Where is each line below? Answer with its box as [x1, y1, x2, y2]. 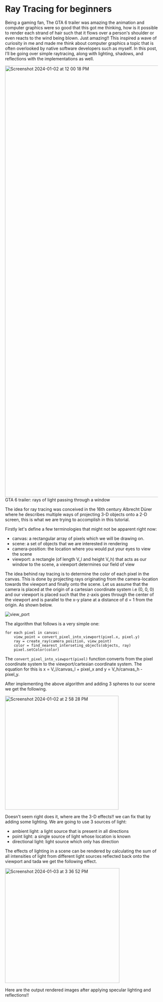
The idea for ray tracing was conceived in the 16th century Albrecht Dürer [5, 506, 152, 512]
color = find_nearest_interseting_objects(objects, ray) [14, 643, 131, 648]
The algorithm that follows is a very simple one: [5, 620, 100, 627]
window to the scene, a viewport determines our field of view [12, 561, 135, 567]
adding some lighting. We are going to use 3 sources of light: [5, 819, 127, 825]
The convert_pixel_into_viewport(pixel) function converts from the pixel [5, 655, 153, 661]
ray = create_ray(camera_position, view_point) [14, 638, 112, 644]
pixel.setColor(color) [14, 647, 60, 652]
